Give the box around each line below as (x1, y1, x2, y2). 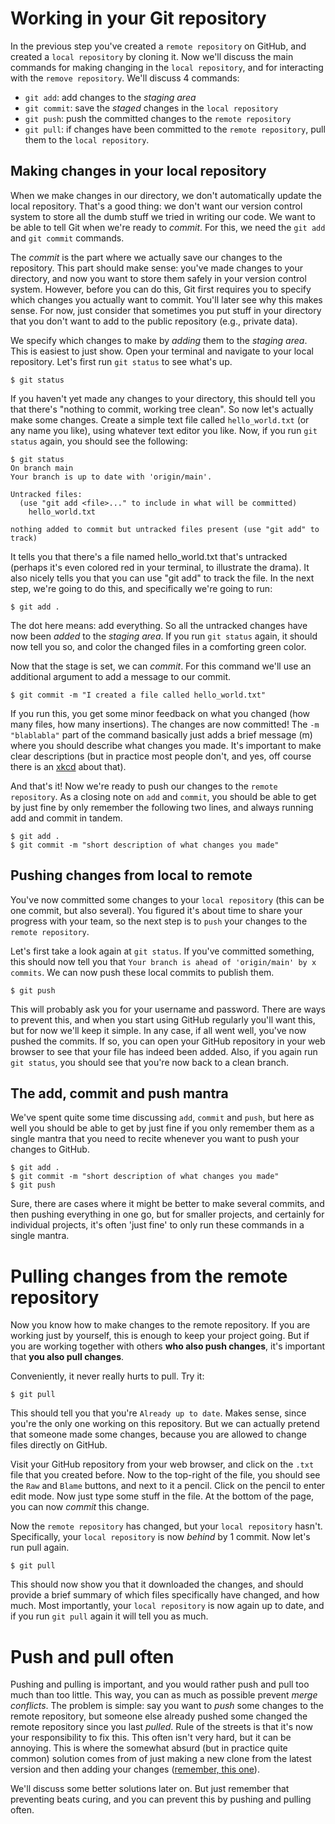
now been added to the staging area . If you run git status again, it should (10, 630, 318, 642)
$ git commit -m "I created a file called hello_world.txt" (10, 690, 267, 700)
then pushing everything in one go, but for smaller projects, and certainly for (10, 1208, 325, 1221)
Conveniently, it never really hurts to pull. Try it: (10, 1370, 205, 1382)
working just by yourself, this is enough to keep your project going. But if (10, 1330, 310, 1342)
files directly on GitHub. (10, 1439, 108, 1451)
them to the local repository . (24, 133, 150, 146)
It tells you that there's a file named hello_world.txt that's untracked (10, 550, 288, 562)
